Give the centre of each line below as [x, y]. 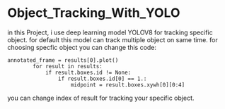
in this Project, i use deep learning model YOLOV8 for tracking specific [110, 32]
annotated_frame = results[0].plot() [63, 60]
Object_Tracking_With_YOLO [94, 13]
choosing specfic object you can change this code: [82, 47]
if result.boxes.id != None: [88, 72]
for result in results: [68, 66]
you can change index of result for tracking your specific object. [101, 98]
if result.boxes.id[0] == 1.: [102, 79]
